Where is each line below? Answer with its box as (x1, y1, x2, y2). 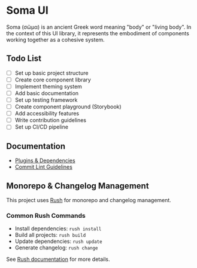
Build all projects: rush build (14, 232, 86, 239)
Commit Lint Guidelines (14, 163, 73, 170)
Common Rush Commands (6, 211, 86, 220)
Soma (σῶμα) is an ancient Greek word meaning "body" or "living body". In (6, 23, 192, 31)
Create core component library (14, 76, 91, 83)
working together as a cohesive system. (6, 36, 105, 43)
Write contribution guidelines (14, 117, 87, 124)
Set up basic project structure (14, 69, 89, 77)
